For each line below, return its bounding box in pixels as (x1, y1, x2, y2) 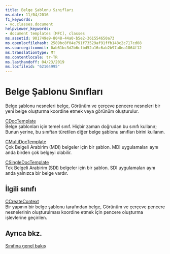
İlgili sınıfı (5, 185, 37, 194)
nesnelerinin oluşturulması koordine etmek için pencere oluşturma (5, 209, 144, 215)
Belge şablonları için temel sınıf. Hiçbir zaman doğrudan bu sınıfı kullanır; (5, 123, 157, 130)
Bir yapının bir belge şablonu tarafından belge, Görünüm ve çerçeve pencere (5, 204, 165, 210)
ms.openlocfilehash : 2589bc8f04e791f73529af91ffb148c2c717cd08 (5, 41, 142, 46)
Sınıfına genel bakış (5, 242, 47, 249)
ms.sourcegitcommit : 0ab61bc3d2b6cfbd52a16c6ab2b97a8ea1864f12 (5, 45, 142, 50)
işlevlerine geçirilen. (5, 214, 47, 220)
